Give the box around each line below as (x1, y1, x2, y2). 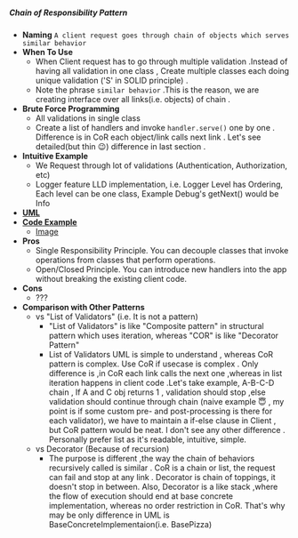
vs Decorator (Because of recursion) (35, 443, 170, 454)
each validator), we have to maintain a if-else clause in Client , (48, 414, 277, 426)
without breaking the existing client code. (35, 273, 188, 284)
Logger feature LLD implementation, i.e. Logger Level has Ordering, (35, 179, 283, 189)
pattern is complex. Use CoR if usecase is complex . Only (48, 358, 259, 369)
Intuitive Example (21, 150, 89, 161)
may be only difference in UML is (48, 510, 171, 520)
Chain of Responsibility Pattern (9, 7, 128, 18)
